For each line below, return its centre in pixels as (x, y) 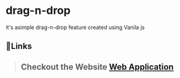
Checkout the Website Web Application (97, 67)
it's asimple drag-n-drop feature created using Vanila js (75, 27)
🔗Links (19, 46)
